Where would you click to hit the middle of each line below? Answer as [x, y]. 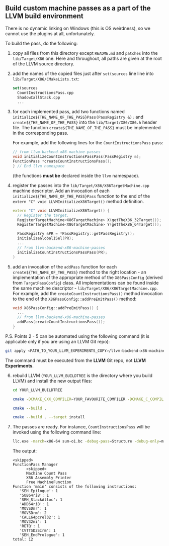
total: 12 [23, 539]
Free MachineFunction [49, 482]
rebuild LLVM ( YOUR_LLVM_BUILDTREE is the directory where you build [82, 375]
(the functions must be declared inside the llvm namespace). [76, 175]
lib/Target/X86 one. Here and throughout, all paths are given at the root [87, 58]
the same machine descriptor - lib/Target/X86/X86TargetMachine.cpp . [85, 288]
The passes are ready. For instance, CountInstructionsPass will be [81, 427]
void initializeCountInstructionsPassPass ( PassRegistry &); [77, 157]
